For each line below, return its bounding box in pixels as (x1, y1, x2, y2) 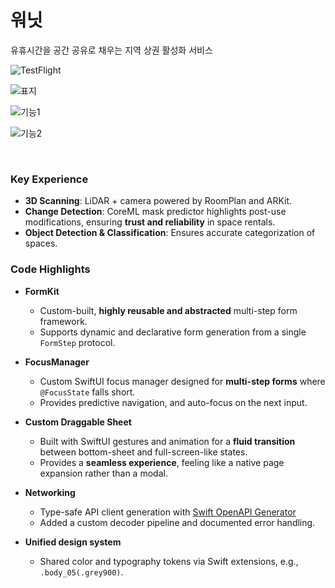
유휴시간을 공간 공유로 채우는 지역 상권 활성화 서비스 (10, 44, 213, 56)
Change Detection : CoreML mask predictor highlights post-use (24, 206, 287, 218)
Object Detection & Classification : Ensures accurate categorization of (24, 227, 316, 239)
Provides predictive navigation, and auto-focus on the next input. (39, 396, 308, 408)
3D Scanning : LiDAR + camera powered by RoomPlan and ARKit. (24, 195, 293, 207)
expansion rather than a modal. (39, 467, 168, 479)
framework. (39, 315, 88, 327)
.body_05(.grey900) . (39, 566, 124, 578)
